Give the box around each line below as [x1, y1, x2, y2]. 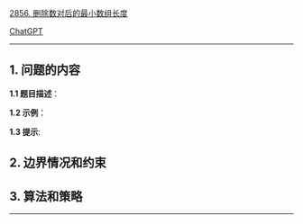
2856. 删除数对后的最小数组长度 [9, 8, 128, 18]
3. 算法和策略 [9, 188, 83, 204]
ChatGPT [9, 26, 43, 36]
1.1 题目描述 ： [9, 88, 60, 99]
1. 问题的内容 [9, 62, 81, 78]
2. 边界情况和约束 [9, 156, 106, 171]
